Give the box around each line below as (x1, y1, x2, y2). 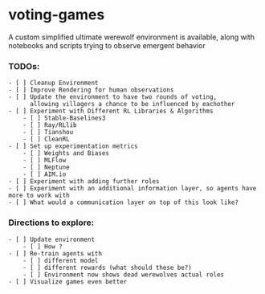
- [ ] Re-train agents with (8, 249, 103, 258)
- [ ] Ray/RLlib (22, 121, 78, 129)
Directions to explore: (8, 217, 95, 228)
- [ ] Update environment (8, 235, 95, 243)
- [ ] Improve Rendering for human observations (8, 86, 174, 94)
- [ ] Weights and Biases (22, 149, 110, 157)
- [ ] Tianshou (22, 129, 74, 137)
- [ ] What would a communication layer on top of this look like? (8, 198, 239, 206)
